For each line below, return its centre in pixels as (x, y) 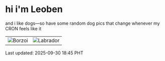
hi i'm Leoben (34, 9)
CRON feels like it (23, 28)
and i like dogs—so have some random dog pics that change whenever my (82, 23)
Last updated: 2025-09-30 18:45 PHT (45, 53)
